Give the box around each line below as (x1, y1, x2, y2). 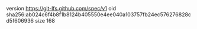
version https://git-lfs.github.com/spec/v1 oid (6, 5, 117, 12)
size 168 (35, 17, 55, 24)
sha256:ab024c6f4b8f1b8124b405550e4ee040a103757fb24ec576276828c (6, 11, 191, 18)
